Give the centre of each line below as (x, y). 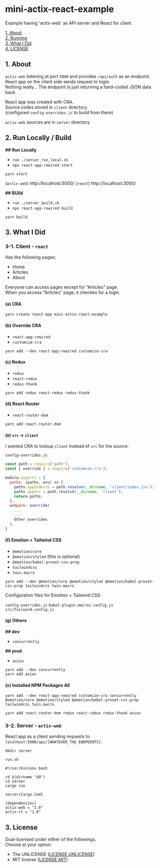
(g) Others (16, 621)
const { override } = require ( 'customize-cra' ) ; (56, 469)
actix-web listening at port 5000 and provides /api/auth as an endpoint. (78, 76)
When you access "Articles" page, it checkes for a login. (63, 292)
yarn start (16, 174)
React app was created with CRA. (39, 102)
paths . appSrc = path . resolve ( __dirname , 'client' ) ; (69, 492)
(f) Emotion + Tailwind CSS (33, 540)
